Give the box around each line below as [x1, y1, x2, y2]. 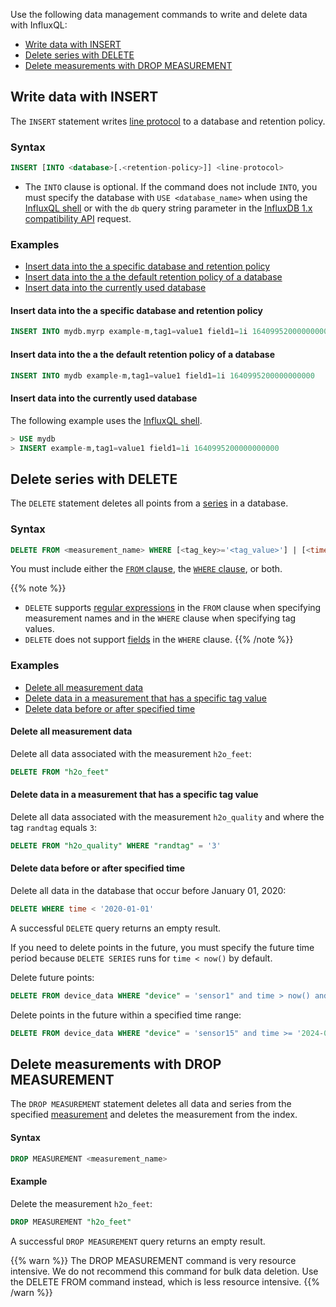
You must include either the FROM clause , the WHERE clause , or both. [10, 563, 283, 575]
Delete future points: [10, 971, 95, 983]
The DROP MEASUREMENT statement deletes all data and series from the [10, 1098, 292, 1110]
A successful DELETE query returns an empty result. [10, 922, 222, 934]
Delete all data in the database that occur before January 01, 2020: [10, 885, 287, 897]
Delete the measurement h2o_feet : [10, 1197, 153, 1209]
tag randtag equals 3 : [10, 821, 97, 833]
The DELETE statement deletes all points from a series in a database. [10, 497, 289, 509]
